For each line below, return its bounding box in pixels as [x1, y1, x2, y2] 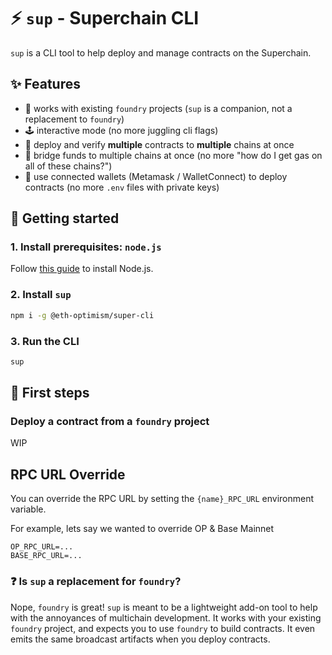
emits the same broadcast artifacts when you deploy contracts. [10, 633, 271, 645]
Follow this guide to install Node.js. [10, 263, 154, 275]
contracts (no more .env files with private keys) [24, 181, 220, 193]
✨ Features [10, 76, 81, 93]
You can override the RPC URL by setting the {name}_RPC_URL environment [10, 493, 315, 505]
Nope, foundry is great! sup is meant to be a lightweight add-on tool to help [10, 601, 318, 613]
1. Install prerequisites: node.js [10, 240, 162, 254]
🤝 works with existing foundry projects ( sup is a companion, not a [24, 102, 293, 114]
